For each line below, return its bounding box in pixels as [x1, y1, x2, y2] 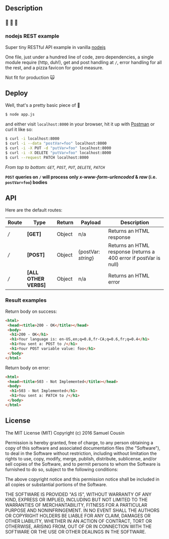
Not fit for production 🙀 [5, 74, 55, 80]
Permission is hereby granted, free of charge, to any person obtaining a [5, 439, 153, 445]
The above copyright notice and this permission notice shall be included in [5, 476, 159, 482]
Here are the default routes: [5, 207, 63, 213]
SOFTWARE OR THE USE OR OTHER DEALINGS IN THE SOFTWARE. [5, 528, 146, 534]
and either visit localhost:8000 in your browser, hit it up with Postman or [5, 121, 155, 127]
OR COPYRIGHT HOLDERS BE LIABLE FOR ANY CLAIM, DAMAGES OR [5, 512, 151, 518]
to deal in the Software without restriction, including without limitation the [5, 450, 157, 456]
